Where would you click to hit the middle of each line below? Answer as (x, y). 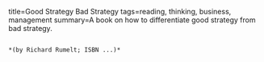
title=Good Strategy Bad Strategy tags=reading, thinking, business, (120, 12)
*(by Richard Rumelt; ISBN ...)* (65, 50)
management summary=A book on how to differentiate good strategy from (132, 20)
